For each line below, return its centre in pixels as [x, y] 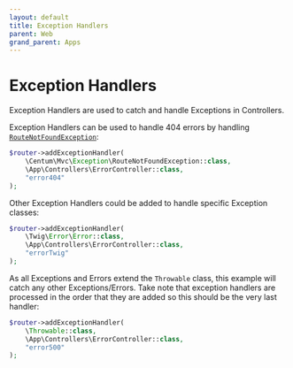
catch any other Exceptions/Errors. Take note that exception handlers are [143, 287]
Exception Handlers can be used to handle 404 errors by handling [130, 127]
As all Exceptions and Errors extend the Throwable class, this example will [143, 278]
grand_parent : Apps [45, 42]
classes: [24, 212]
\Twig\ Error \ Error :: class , [75, 237]
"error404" [45, 178]
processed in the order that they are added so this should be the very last [143, 296]
